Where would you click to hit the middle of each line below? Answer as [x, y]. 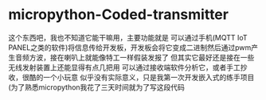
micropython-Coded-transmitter [119, 15]
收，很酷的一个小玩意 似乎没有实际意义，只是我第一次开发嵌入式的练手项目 [131, 77]
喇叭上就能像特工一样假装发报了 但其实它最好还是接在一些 [159, 57]
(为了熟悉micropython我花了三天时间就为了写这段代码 [97, 87]
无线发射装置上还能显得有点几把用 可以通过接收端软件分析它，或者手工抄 [128, 67]
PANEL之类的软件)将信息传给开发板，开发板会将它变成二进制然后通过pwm [130, 47]
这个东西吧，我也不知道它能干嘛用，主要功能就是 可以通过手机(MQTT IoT [128, 37]
